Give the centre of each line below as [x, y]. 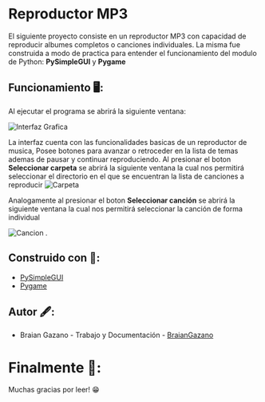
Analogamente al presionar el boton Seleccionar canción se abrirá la [122, 200]
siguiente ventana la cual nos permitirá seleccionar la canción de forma [126, 208]
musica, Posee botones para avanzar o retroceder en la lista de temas [123, 151]
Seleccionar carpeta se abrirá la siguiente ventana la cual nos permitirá [127, 167]
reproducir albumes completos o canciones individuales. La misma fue [125, 44]
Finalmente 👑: [55, 367]
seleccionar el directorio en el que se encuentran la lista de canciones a [127, 176]
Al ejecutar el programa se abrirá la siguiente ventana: [97, 111]
